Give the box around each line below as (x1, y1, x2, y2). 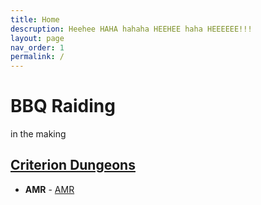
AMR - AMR (24, 183, 75, 195)
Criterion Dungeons (10, 157, 136, 174)
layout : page (10, 33, 65, 43)
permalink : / (10, 52, 65, 62)
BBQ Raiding (10, 95, 116, 118)
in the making (10, 128, 67, 140)
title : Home (10, 14, 60, 25)
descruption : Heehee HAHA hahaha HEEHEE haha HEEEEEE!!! (10, 24, 253, 34)
